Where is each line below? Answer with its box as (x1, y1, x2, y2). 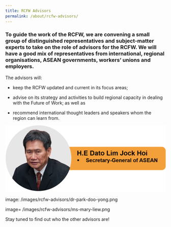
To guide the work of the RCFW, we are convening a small (5, 31, 150, 38)
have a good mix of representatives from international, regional (5, 50, 164, 57)
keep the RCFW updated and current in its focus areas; (12, 84, 128, 90)
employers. (5, 63, 34, 70)
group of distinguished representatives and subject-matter (5, 37, 154, 44)
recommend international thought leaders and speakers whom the (12, 110, 152, 116)
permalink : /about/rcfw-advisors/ (5, 13, 79, 19)
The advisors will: (5, 74, 42, 81)
